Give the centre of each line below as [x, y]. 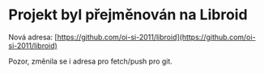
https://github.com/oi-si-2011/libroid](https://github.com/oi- [157, 37]
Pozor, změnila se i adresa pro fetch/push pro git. [90, 61]
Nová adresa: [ [33, 37]
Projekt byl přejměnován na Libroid [128, 15]
